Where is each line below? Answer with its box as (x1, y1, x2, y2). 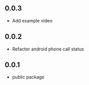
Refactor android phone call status (12, 46, 84, 52)
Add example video (12, 17, 53, 23)
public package (12, 74, 45, 80)
